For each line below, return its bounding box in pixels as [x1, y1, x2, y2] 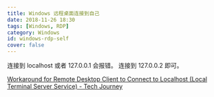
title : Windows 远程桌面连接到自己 [7, 10, 100, 17]
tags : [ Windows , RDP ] [7, 23, 69, 29]
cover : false [7, 42, 45, 48]
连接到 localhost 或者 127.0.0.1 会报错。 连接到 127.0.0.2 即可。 [7, 61, 183, 69]
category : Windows [7, 29, 60, 36]
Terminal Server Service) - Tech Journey [7, 83, 123, 90]
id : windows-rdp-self [7, 36, 69, 42]
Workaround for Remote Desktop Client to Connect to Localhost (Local [7, 75, 208, 83]
